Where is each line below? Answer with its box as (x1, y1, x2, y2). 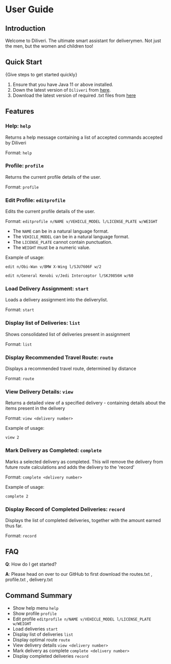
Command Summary (5, 591, 72, 600)
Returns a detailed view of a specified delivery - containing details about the (5, 400, 166, 406)
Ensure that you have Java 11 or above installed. (12, 81, 113, 88)
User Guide (5, 4, 54, 15)
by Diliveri (5, 139, 27, 146)
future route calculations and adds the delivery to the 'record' (5, 464, 135, 470)
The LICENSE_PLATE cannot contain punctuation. (12, 239, 112, 245)
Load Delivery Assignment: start (5, 285, 89, 293)
